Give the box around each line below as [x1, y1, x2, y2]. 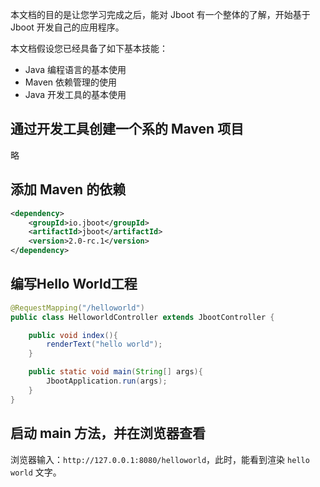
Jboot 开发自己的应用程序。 [10, 21, 125, 33]
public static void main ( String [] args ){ [28, 367, 203, 377]
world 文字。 [10, 466, 62, 478]
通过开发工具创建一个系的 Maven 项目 [10, 121, 245, 138]
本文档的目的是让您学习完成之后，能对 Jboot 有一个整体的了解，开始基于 [10, 9, 311, 20]
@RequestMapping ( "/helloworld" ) [10, 303, 145, 313]
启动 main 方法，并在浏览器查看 [10, 425, 207, 442]
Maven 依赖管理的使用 [24, 76, 118, 88]
